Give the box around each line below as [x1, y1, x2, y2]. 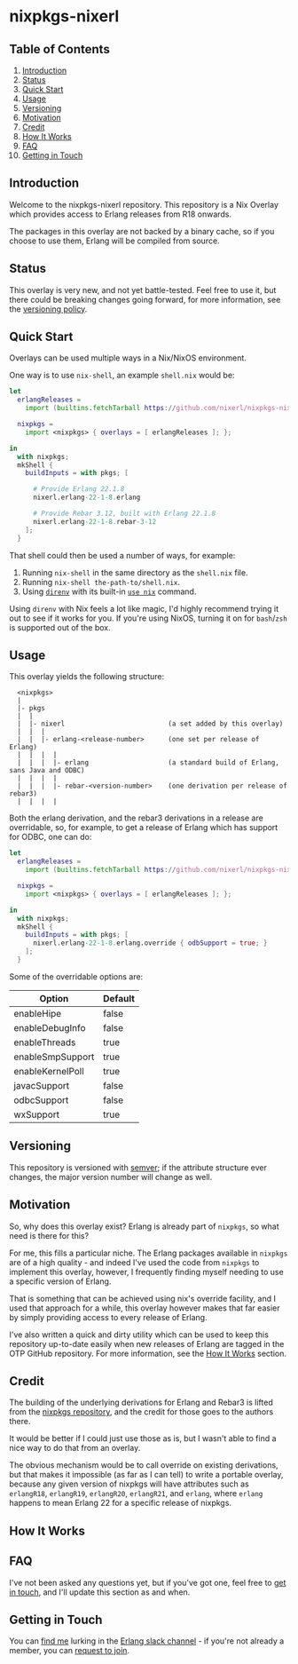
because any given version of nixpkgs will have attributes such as [9, 1478, 250, 1489]
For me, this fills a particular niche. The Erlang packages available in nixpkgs [9, 1248, 288, 1258]
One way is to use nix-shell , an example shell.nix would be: [9, 370, 235, 381]
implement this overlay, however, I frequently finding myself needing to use [9, 1266, 284, 1277]
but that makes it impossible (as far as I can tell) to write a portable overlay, [9, 1470, 284, 1480]
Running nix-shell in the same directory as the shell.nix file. [21, 567, 248, 578]
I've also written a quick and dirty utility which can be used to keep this [9, 1329, 269, 1340]
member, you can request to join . [9, 1645, 130, 1656]
